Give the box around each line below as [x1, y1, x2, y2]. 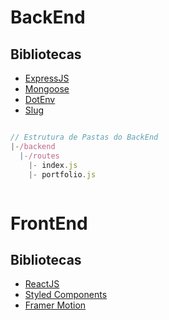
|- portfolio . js [28, 169, 97, 180]
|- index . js [28, 160, 78, 170]
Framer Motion [24, 299, 87, 311]
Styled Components [24, 289, 108, 301]
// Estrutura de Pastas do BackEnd [10, 132, 159, 142]
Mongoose [24, 83, 70, 95]
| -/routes [19, 151, 60, 161]
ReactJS [24, 278, 60, 290]
